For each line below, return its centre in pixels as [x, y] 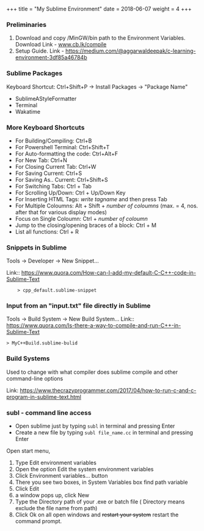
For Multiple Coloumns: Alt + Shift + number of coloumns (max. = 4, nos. [107, 206]
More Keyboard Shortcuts [46, 127]
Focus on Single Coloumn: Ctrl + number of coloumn [82, 218]
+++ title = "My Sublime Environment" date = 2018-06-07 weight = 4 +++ [99, 9]
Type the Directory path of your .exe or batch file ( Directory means [100, 502]
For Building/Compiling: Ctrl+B [53, 141]
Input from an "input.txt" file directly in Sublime [78, 306]
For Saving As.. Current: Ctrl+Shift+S [61, 179]
